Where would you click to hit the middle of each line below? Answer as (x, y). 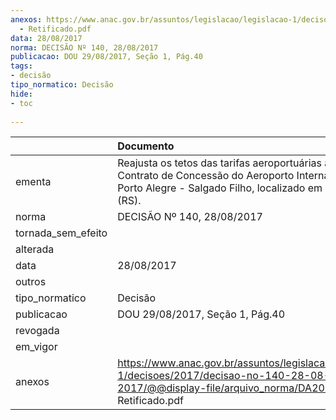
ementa (33, 182)
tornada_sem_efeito (61, 233)
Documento (146, 146)
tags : (21, 66)
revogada (37, 331)
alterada (35, 249)
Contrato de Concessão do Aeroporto (206, 176)
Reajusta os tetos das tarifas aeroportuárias (220, 163)
